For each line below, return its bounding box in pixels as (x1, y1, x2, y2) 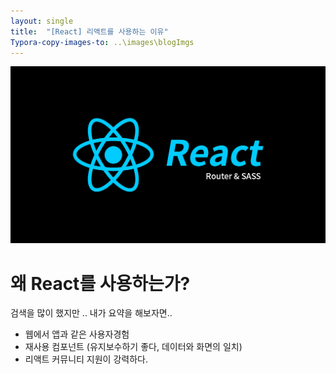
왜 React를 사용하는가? (10, 272, 191, 295)
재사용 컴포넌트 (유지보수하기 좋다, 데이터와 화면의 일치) (24, 341, 243, 353)
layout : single (10, 16, 74, 26)
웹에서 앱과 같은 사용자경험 (24, 328, 130, 340)
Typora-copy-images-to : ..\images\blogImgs (10, 37, 195, 47)
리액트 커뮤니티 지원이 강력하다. (24, 353, 148, 365)
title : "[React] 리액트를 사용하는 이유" (10, 26, 169, 37)
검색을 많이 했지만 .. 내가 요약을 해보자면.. (10, 307, 173, 319)
